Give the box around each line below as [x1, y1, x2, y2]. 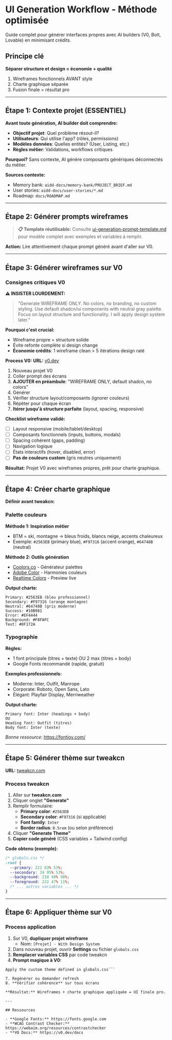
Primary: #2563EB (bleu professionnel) [5, 595, 91, 600]
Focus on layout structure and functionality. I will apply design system [17, 311, 165, 317]
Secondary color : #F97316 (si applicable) [20, 814, 106, 820]
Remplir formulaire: [12, 802, 53, 809]
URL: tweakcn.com [5, 767, 46, 774]
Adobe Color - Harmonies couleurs [12, 569, 87, 576]
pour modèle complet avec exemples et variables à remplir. [17, 234, 143, 240]
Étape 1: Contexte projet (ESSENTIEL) [5, 106, 126, 115]
